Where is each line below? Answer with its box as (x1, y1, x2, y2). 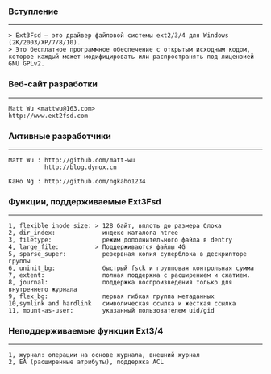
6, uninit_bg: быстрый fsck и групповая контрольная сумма (8, 264, 254, 272)
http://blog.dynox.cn (44, 163, 117, 171)
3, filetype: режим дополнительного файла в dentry (8, 236, 232, 244)
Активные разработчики (8, 130, 111, 141)
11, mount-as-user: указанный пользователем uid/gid (8, 307, 215, 315)
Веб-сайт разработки (8, 78, 98, 90)
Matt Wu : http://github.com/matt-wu (8, 156, 135, 164)
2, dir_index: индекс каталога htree (8, 229, 179, 237)
